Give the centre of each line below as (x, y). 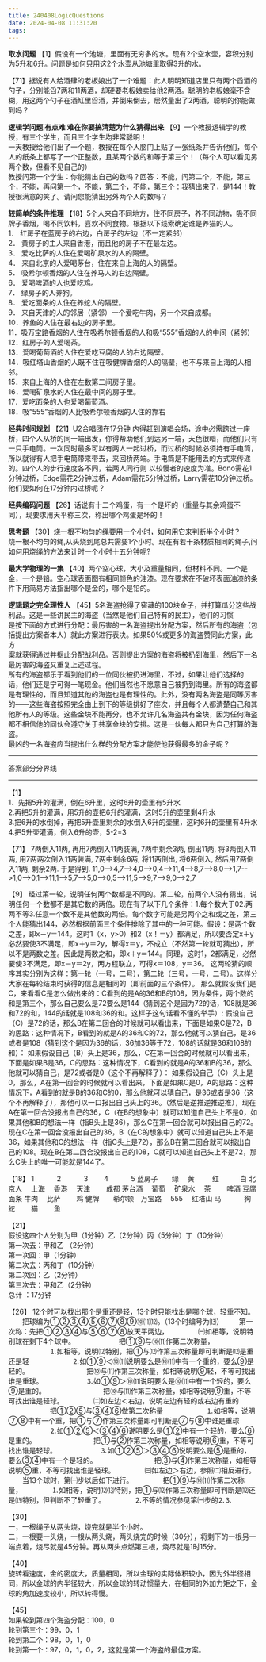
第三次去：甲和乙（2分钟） (52, 1285)
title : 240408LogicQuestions (56, 15)
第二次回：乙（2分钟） (45, 1275)
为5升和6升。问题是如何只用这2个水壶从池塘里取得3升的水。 (107, 63)
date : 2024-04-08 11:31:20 (53, 23)
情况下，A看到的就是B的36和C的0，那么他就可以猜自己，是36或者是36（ (127, 1092)
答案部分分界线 (32, 768)
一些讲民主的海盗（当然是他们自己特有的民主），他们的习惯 (138, 615)
